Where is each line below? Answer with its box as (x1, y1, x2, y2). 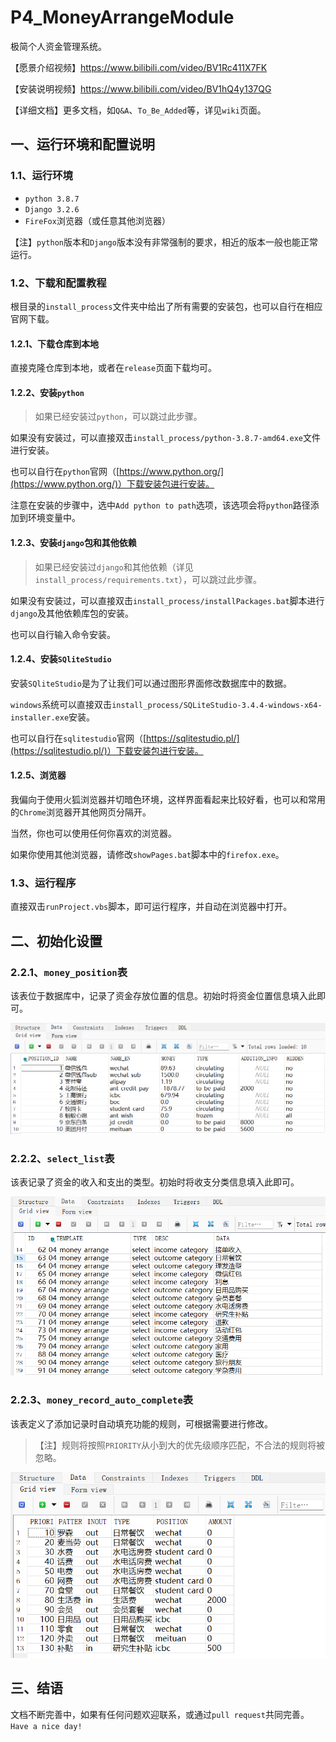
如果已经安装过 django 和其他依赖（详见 (34, 561, 194, 573)
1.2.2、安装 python (10, 386, 85, 398)
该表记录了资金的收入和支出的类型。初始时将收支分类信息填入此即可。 (10, 1176, 300, 1188)
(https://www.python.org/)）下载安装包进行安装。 (10, 478, 215, 490)
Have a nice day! (10, 1721, 83, 1731)
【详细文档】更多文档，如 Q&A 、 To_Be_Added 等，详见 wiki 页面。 (10, 104, 267, 116)
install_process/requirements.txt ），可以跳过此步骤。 (34, 573, 262, 585)
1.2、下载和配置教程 (10, 276, 107, 290)
